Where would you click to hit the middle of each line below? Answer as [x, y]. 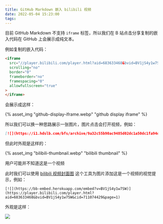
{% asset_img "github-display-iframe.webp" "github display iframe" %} [76, 114]
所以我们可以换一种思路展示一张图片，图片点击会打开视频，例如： [71, 124]
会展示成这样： [20, 104]
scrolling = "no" [25, 68]
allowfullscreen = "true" [33, 86]
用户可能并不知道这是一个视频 [35, 163]
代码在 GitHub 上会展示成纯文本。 [43, 39]
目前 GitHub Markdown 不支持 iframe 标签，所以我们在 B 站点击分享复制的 [79, 33]
